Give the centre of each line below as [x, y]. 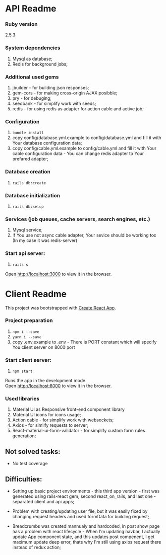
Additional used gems [32, 77]
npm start [23, 371]
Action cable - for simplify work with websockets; [63, 420]
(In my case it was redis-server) [45, 240]
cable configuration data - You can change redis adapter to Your [78, 154]
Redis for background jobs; [40, 64]
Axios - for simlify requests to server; [50, 425]
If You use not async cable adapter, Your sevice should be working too [84, 235]
